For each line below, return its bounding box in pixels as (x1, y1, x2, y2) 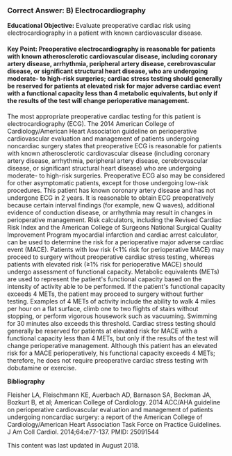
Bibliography (7, 377, 45, 385)
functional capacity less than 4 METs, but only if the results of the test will (7, 333, 219, 343)
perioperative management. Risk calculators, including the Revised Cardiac (7, 215, 222, 224)
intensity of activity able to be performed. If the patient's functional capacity (7, 282, 226, 290)
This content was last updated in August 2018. (7, 441, 140, 449)
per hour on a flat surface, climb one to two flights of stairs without (7, 304, 199, 313)
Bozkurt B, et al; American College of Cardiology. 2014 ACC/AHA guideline (7, 398, 221, 406)
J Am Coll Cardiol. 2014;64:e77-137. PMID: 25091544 (7, 427, 160, 436)
